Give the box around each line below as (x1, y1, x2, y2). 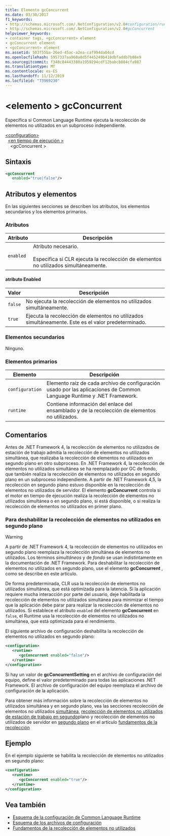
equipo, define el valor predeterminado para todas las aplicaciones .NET (5, 677, 156, 683)
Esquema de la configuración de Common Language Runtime (12, 814, 141, 820)
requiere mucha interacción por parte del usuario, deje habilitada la (5, 591, 145, 597)
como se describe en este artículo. (5, 571, 77, 577)
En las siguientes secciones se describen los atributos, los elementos (5, 204, 150, 210)
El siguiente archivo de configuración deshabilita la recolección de (5, 628, 144, 634)
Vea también (5, 800, 46, 810)
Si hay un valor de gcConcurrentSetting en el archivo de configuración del (5, 671, 162, 678)
